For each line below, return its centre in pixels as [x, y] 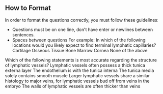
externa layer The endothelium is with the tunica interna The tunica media [80, 70]
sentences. [24, 34]
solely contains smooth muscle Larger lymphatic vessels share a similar [78, 75]
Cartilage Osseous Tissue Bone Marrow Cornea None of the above [80, 50]
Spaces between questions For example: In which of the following [79, 40]
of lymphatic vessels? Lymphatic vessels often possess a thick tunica [75, 65]
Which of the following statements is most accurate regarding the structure [81, 60]
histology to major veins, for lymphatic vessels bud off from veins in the [77, 81]
